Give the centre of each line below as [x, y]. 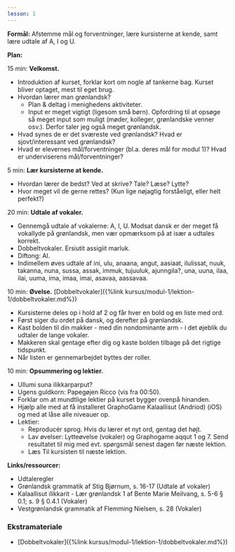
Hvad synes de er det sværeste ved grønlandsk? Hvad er [100, 134]
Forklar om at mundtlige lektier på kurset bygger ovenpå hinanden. [114, 399]
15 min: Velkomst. [33, 68]
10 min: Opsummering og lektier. [55, 371]
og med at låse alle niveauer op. [63, 414]
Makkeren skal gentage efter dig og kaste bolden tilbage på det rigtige [119, 342]
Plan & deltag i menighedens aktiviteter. [85, 104]
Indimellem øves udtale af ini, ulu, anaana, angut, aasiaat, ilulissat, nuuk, [121, 263]
